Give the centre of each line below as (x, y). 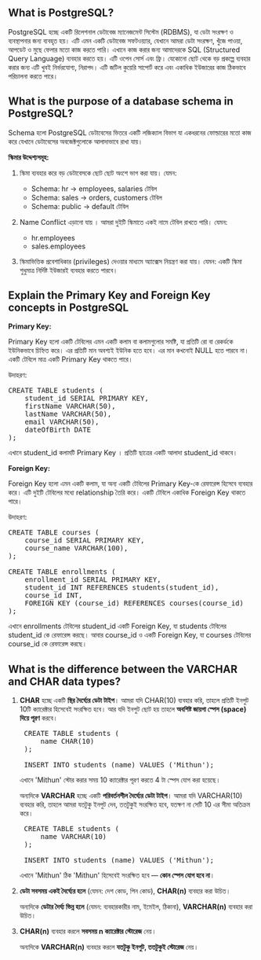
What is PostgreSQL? (61, 13)
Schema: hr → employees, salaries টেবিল (94, 189)
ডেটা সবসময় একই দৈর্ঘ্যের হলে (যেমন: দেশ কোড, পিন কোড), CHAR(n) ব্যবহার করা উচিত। (125, 891)
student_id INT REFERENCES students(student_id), (122, 588)
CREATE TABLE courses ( (54, 533)
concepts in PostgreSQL (69, 308)
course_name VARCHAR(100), (76, 548)
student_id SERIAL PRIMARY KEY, (87, 399)
